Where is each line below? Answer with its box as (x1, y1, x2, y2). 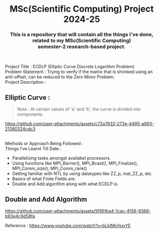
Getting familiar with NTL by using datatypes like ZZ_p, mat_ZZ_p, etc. (12, 171, 153, 177)
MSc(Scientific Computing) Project (9, 3, 154, 15)
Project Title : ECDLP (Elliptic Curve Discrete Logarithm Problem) (5, 64, 135, 70)
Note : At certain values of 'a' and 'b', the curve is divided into (17, 106, 141, 112)
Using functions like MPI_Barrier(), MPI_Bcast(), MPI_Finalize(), (12, 161, 139, 166)
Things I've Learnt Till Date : (5, 146, 62, 152)
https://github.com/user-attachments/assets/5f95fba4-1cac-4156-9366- (5, 208, 151, 214)
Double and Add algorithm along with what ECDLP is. (12, 181, 119, 187)
